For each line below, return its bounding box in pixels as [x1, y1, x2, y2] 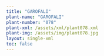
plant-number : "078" [6, 19, 57, 25]
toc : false [6, 41, 33, 47]
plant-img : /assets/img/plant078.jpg [6, 30, 99, 36]
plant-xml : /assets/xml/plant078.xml [6, 24, 99, 31]
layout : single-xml [6, 36, 54, 41]
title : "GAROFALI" [6, 8, 51, 15]
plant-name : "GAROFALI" [6, 14, 65, 20]
